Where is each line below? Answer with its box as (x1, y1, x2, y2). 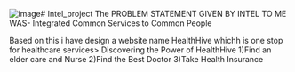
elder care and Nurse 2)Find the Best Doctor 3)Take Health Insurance (9, 54, 264, 64)
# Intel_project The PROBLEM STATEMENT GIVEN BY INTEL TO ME (40, 9, 287, 19)
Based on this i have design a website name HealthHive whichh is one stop (9, 36, 283, 45)
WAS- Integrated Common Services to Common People (9, 18, 212, 28)
